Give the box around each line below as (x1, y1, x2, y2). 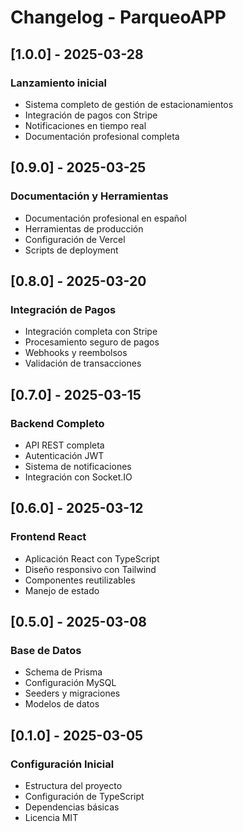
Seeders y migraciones (24, 687, 121, 700)
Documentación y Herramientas (10, 189, 169, 203)
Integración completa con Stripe (24, 326, 158, 338)
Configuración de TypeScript (24, 791, 145, 802)
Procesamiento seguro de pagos (24, 336, 160, 348)
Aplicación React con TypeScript (24, 552, 160, 565)
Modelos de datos (24, 698, 100, 710)
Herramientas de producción (24, 222, 144, 235)
